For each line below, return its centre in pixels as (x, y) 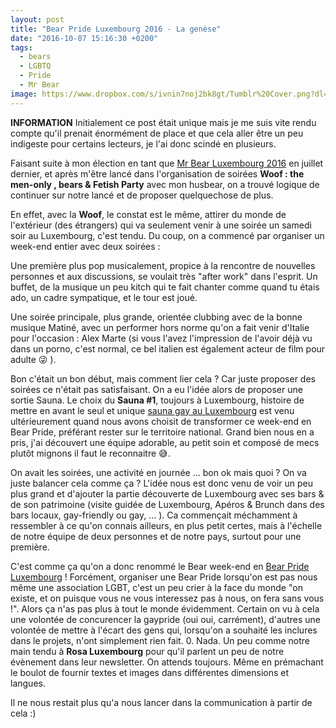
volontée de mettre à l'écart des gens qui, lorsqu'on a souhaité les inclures (164, 630)
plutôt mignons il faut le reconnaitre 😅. (90, 453)
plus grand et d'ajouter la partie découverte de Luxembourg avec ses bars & (167, 493)
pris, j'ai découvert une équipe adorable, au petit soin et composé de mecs (165, 442)
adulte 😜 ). (33, 359)
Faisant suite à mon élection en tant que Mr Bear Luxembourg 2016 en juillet (167, 163)
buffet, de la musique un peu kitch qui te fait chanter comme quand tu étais (165, 287)
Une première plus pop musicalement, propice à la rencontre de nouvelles (163, 265)
